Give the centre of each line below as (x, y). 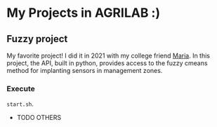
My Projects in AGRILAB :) (84, 13)
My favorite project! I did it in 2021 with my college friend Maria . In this (108, 55)
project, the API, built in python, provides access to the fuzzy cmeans (107, 63)
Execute (21, 88)
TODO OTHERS (39, 118)
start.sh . (20, 104)
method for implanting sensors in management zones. (85, 71)
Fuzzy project (37, 39)
